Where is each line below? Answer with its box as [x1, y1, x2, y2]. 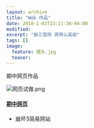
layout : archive [6, 9, 47, 15]
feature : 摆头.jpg [12, 49, 56, 55]
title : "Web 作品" [6, 15, 51, 21]
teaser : [12, 55, 32, 61]
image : [6, 43, 23, 50]
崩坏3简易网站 [15, 115, 51, 122]
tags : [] [6, 37, 29, 43]
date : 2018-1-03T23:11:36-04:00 [6, 20, 88, 26]
